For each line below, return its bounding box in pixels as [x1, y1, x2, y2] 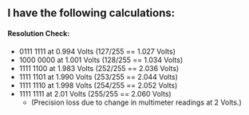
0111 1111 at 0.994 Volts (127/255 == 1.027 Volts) [18, 46, 176, 56]
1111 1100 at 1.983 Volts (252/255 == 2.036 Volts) [18, 63, 180, 73]
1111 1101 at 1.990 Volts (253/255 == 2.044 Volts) [18, 72, 179, 81]
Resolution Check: [7, 28, 70, 38]
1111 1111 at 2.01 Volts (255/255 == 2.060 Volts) [18, 89, 172, 98]
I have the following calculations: [7, 6, 176, 20]
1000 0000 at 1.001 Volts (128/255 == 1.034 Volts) [18, 55, 184, 65]
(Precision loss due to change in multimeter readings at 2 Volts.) [30, 97, 242, 107]
